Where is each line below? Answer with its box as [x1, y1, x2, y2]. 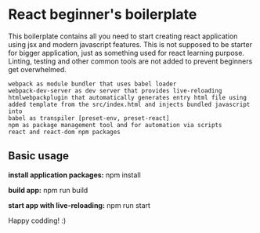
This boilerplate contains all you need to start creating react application [8, 31, 238, 41]
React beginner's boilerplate [8, 5, 197, 24]
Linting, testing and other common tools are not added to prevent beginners [8, 56, 253, 66]
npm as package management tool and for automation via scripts [8, 121, 222, 129]
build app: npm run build [8, 185, 88, 195]
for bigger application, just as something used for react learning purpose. [8, 48, 245, 57]
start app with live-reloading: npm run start [8, 200, 151, 209]
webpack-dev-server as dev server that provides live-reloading [8, 86, 222, 95]
